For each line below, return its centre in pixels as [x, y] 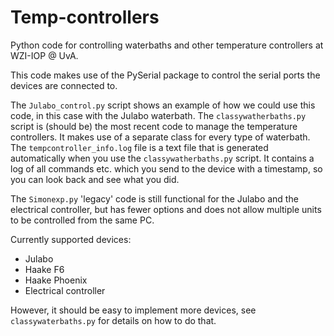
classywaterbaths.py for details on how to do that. [113, 320]
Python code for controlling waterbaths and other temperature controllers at [167, 45]
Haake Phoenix [56, 280]
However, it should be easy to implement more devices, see [133, 310]
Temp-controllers [85, 17]
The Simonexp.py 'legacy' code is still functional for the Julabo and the [154, 198]
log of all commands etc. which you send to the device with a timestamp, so [166, 168]
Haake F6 [44, 269]
